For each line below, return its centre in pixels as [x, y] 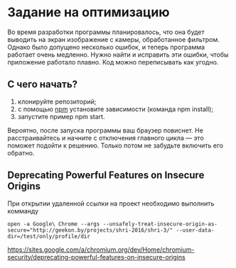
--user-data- [195, 230]
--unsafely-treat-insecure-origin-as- [160, 224]
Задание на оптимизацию [88, 12]
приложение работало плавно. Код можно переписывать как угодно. [113, 62]
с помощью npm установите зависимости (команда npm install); [116, 109]
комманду [23, 211]
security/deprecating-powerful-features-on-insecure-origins [97, 257]
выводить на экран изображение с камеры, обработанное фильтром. [114, 39]
